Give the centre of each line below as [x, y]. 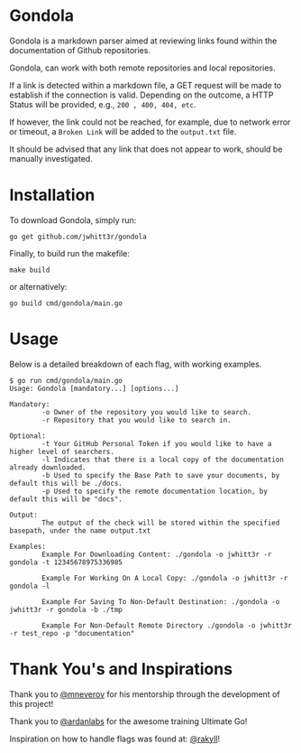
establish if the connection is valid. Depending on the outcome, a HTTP [141, 95]
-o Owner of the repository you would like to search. [147, 412]
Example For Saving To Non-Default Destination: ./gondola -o [161, 601]
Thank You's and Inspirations [121, 669]
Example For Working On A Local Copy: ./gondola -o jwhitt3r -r [165, 578]
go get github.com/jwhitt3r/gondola [78, 237]
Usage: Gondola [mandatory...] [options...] [94, 388]
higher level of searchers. [62, 451]
